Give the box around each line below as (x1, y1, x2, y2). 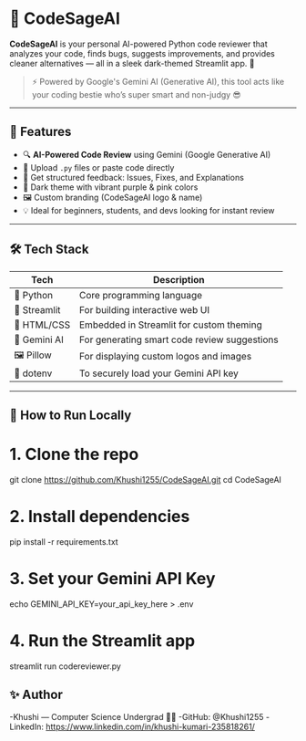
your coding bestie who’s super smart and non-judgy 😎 (31, 89, 241, 99)
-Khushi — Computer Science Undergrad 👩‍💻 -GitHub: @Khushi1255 (9, 711, 264, 722)
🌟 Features (9, 124, 72, 140)
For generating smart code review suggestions (78, 333, 280, 346)
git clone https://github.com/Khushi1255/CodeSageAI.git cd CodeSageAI (9, 474, 282, 485)
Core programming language (78, 288, 203, 301)
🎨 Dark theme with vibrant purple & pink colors (22, 182, 199, 193)
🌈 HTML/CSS (14, 318, 71, 331)
